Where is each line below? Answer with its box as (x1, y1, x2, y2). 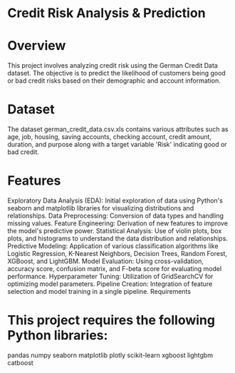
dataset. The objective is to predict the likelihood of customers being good (7, 69, 226, 78)
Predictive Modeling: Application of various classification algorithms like (7, 242, 219, 250)
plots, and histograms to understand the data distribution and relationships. (7, 234, 228, 242)
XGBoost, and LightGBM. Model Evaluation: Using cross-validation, (7, 257, 204, 265)
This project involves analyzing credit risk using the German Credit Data (7, 61, 219, 70)
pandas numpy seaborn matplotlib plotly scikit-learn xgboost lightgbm (7, 351, 214, 359)
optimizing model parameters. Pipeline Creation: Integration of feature (7, 280, 213, 288)
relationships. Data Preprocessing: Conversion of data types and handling (7, 212, 224, 220)
